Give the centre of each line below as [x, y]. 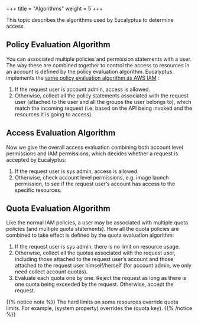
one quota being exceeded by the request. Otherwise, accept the [94, 284]
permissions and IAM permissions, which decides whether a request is [92, 154]
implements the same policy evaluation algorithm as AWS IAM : [83, 78]
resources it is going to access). [54, 114]
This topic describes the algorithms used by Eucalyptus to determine [90, 20]
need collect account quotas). [51, 272]
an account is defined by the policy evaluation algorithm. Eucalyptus [89, 71]
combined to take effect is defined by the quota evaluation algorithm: [90, 235]
